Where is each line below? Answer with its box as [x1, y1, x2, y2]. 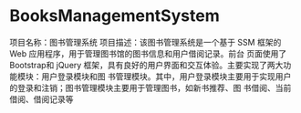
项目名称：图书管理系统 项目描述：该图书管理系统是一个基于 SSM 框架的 [9, 36, 282, 47]
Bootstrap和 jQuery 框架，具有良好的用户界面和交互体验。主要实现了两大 [9, 59, 284, 70]
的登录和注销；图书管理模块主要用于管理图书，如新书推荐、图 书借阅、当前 [9, 82, 292, 93]
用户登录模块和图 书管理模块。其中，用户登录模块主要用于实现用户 [40, 70, 292, 82]
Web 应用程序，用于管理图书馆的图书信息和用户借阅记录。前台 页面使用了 [9, 47, 287, 59]
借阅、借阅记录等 [9, 93, 74, 105]
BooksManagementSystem [9, 5, 221, 26]
